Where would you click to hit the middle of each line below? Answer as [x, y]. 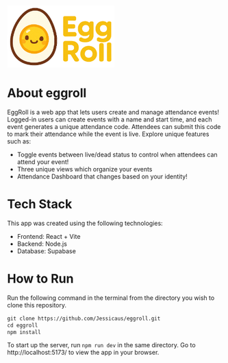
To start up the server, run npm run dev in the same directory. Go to [102, 344]
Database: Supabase [47, 251]
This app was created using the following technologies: [85, 223]
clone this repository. [37, 305]
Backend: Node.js [42, 244]
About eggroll [47, 93]
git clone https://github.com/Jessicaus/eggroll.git [84, 318]
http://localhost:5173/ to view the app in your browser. [83, 352]
